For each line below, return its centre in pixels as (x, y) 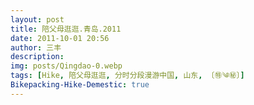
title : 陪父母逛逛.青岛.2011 (66, 29)
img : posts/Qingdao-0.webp (66, 66)
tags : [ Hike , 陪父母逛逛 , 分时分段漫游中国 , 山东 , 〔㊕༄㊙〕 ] (127, 76)
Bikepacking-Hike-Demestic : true (80, 85)
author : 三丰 (36, 47)
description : (37, 57)
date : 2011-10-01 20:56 (60, 38)
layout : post (37, 19)
